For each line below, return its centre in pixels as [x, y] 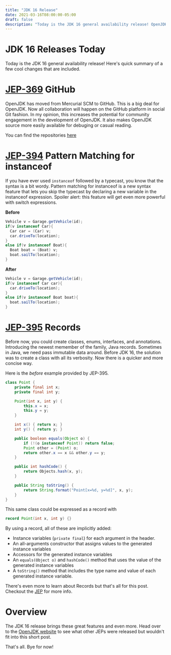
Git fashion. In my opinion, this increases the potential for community [77, 115]
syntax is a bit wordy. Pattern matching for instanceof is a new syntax [78, 186]
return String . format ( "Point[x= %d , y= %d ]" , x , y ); [78, 490]
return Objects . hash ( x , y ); [53, 471]
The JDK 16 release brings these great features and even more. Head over [83, 626]
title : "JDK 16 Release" [32, 10]
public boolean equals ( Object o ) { [52, 438]
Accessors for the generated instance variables [62, 555]
